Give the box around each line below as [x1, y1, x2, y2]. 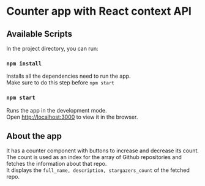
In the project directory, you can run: [6, 45, 99, 52]
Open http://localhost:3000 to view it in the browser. [6, 113, 138, 121]
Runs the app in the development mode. [6, 106, 107, 114]
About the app [6, 130, 62, 141]
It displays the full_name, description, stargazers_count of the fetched [6, 166, 190, 174]
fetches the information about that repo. [6, 160, 107, 168]
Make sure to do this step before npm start [6, 79, 115, 86]
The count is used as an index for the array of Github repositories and [6, 154, 182, 161]
